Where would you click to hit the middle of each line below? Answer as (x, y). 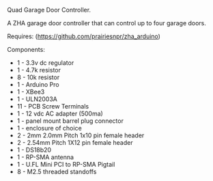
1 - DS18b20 (34, 150)
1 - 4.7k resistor (39, 70)
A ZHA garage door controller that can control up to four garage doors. (107, 23)
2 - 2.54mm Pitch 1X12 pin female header (75, 142)
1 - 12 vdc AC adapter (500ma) (60, 113)
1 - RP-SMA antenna (45, 157)
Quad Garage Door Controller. (49, 10)
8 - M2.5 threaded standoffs (57, 171)
